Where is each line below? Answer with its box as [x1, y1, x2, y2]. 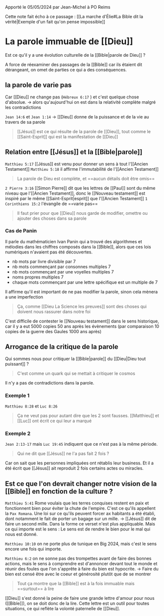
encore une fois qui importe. [5, 546, 62, 552]
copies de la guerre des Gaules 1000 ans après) [5, 328, 102, 334]
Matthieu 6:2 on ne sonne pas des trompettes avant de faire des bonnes [5, 555, 152, 562]
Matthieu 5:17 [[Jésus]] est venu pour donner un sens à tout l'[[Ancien [5, 161, 148, 167]
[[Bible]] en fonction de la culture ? [5, 487, 113, 496]
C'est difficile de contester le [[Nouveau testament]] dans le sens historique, [5, 318, 159, 324]
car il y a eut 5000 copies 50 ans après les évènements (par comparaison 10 [5, 323, 160, 329]
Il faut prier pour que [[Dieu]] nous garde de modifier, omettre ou [17, 210, 148, 216]
